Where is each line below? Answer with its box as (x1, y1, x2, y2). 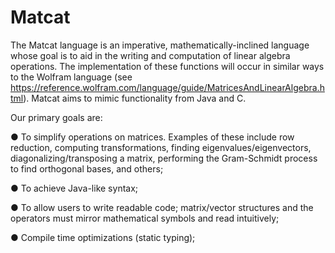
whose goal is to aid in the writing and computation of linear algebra (10, 49, 291, 61)
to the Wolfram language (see (10, 71, 133, 83)
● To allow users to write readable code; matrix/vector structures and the (10, 201, 314, 213)
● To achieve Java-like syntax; (10, 182, 139, 194)
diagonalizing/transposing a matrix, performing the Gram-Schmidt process (10, 152, 318, 164)
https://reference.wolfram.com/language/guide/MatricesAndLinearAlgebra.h (10, 81, 325, 93)
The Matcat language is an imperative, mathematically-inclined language (10, 39, 310, 51)
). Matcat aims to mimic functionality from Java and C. (23, 92, 247, 104)
